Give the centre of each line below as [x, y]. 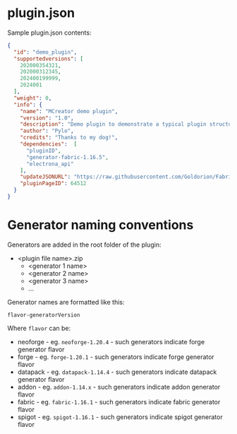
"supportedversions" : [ [48, 59]
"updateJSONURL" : [45, 177]
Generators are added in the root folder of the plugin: [84, 245]
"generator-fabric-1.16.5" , [67, 157]
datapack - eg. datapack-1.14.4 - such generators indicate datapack [117, 372]
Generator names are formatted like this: [66, 302]
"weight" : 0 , [33, 98]
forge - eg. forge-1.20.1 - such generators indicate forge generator [116, 357]
